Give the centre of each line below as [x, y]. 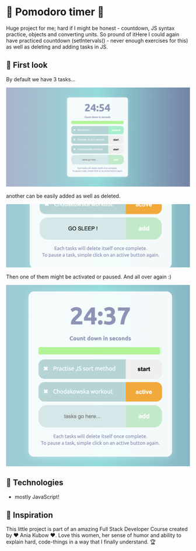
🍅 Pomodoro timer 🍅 [55, 12]
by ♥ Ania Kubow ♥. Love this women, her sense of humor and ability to [94, 535]
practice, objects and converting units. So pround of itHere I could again [93, 34]
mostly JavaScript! [37, 497]
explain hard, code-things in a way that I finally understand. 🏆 [81, 542]
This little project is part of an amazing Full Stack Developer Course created [97, 529]
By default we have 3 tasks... [41, 79]
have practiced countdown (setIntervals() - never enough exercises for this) [97, 40]
